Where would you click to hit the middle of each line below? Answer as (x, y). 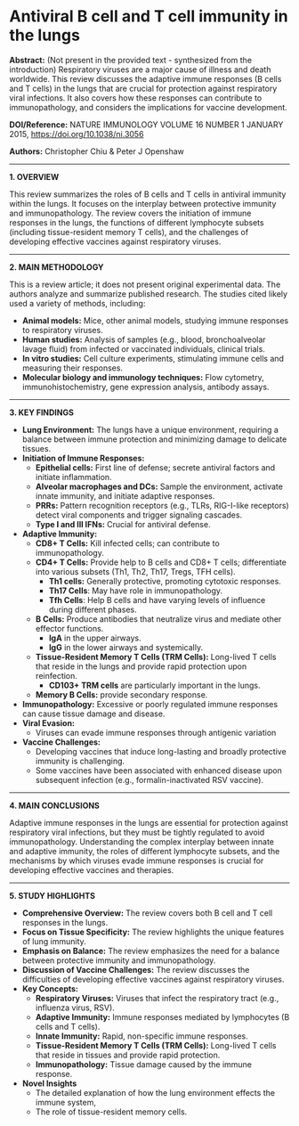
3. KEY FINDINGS (41, 412)
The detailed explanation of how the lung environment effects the (155, 1092)
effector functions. (69, 628)
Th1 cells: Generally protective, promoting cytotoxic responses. (165, 581)
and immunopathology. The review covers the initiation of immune (130, 213)
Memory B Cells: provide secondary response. (121, 694)
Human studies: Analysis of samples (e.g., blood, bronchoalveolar (144, 339)
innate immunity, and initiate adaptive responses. (125, 495)
